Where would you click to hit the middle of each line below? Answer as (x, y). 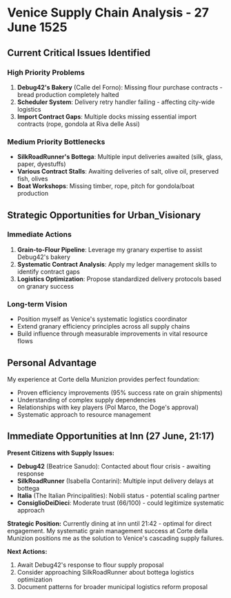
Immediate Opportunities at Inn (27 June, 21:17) (111, 436)
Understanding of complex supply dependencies (87, 400)
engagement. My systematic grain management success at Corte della (108, 530)
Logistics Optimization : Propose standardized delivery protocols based (119, 279)
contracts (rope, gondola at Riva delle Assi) (78, 124)
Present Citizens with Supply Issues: (61, 453)
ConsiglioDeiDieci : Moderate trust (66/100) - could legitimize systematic (121, 503)
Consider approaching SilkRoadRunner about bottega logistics (106, 572)
